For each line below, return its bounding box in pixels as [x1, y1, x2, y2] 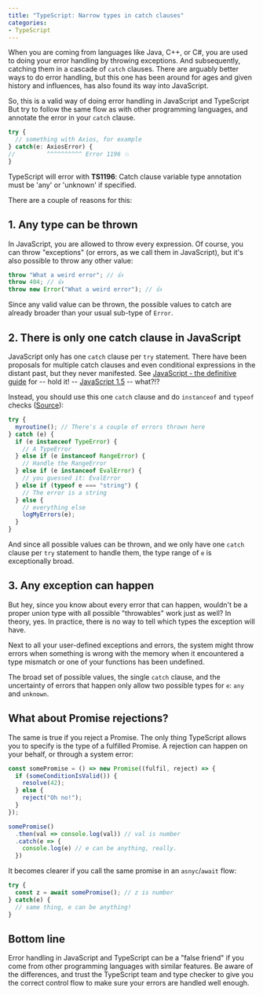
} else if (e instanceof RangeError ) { [15, 452, 146, 460]
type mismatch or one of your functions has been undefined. [8, 657, 205, 666]
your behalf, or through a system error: [8, 749, 133, 759]
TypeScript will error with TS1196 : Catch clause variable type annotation [8, 171, 242, 181]
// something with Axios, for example [15, 135, 143, 144]
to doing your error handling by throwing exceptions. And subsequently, [8, 56, 241, 65]
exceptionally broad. [8, 556, 75, 566]
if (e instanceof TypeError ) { [15, 437, 118, 445]
